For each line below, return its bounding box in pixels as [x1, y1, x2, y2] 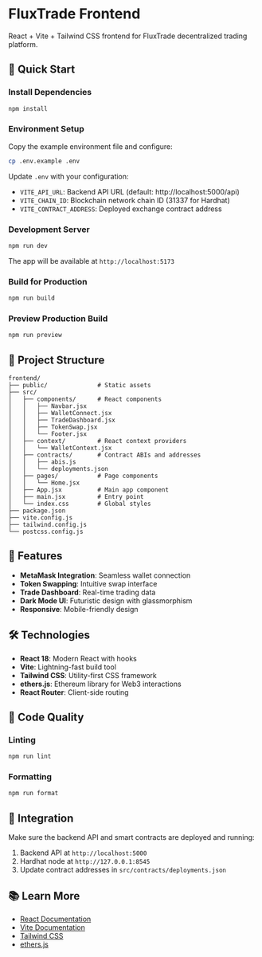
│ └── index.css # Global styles [8, 500, 151, 508]
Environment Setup [8, 124, 85, 135]
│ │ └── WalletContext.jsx [8, 444, 112, 452]
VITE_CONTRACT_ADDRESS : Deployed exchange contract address [19, 204, 222, 214]
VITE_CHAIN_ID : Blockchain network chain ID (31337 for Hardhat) [19, 195, 231, 205]
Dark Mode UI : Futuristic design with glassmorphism [19, 595, 193, 606]
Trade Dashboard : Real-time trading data [19, 587, 156, 597]
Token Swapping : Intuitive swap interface [19, 579, 158, 588]
